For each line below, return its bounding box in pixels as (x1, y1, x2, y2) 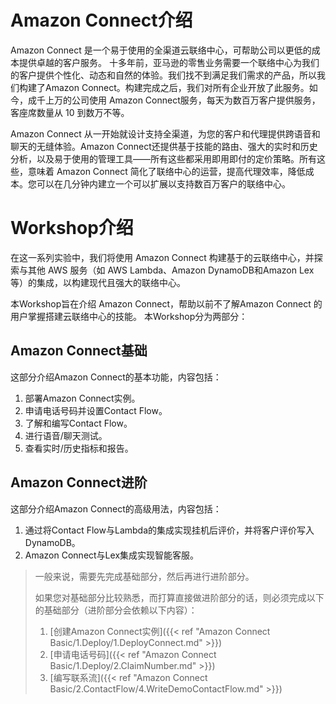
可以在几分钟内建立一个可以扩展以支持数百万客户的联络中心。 (36, 177, 291, 190)
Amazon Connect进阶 (10, 474, 148, 491)
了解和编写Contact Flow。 (24, 417, 133, 429)
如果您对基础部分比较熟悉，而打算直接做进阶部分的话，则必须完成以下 (34, 591, 325, 603)
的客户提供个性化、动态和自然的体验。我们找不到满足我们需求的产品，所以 (10, 69, 317, 81)
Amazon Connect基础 (10, 342, 148, 360)
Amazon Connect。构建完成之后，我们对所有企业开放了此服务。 (44, 81, 310, 93)
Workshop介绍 (10, 217, 134, 240)
